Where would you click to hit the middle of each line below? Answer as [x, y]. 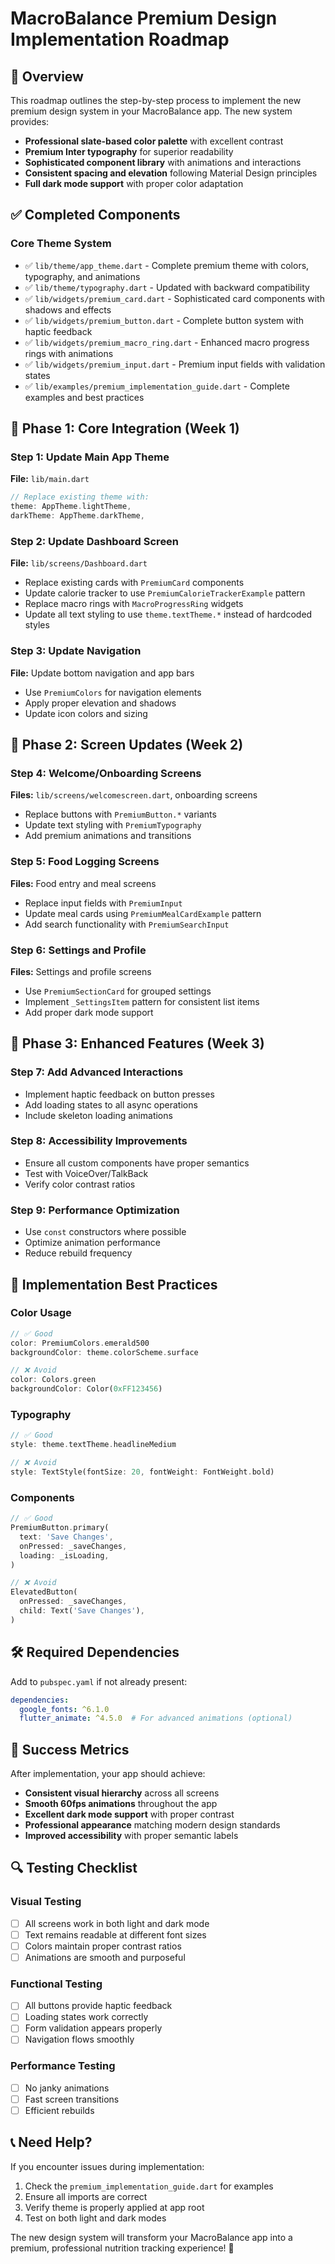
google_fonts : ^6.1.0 [64, 1709]
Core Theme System [61, 244]
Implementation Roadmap [120, 39]
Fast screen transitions [72, 2099]
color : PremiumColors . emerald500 [80, 1343]
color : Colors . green [53, 1380]
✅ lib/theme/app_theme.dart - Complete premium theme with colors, [167, 265]
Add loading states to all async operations [111, 1104]
